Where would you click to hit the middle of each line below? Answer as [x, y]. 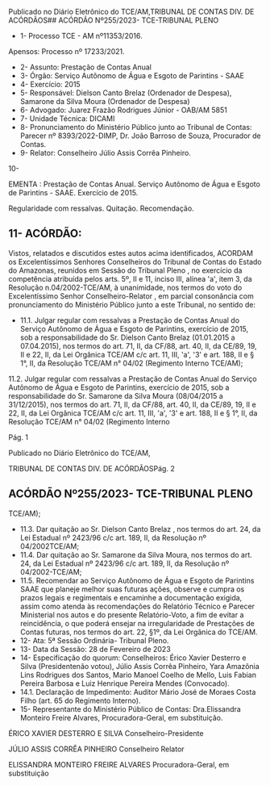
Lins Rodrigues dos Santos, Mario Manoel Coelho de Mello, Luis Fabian [138, 675]
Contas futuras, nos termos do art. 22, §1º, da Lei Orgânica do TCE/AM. [139, 632]
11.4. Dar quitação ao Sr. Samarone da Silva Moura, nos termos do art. [136, 554]
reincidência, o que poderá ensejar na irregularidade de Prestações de [137, 623]
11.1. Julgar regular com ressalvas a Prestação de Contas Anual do [130, 320]
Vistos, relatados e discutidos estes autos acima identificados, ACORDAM [131, 253]
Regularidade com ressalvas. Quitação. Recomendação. [102, 208]
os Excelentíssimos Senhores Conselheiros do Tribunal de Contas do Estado [135, 261]
